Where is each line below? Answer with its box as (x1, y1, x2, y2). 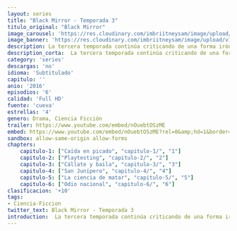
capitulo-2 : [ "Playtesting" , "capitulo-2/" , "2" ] (20, 154, 169, 162)
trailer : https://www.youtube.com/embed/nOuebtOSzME (7, 121, 166, 129)
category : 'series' (7, 56, 65, 63)
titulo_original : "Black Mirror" (7, 23, 106, 30)
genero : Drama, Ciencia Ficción (7, 115, 102, 122)
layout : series (7, 10, 52, 18)
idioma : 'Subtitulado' (7, 69, 74, 76)
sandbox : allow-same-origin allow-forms (7, 135, 128, 142)
